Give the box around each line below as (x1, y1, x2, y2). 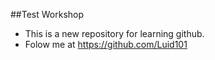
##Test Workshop (10, 9, 85, 20)
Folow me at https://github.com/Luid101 (24, 39, 188, 50)
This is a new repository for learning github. (24, 28, 205, 39)
